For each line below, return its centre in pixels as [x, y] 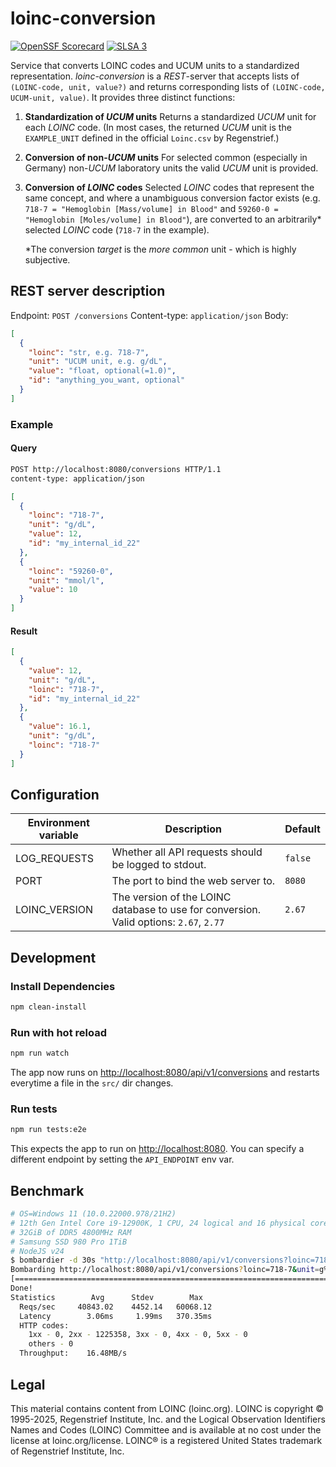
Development [53, 957]
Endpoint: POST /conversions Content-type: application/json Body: [149, 315]
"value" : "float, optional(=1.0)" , [102, 371]
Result [24, 631]
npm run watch [40, 1053]
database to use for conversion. [186, 910]
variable [58, 835]
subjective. [47, 259]
